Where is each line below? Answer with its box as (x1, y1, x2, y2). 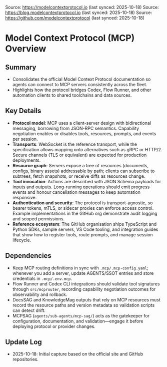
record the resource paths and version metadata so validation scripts (12, 302, 155, 308)
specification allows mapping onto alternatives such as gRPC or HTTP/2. (12, 146, 162, 152)
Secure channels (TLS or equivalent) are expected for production (12, 152, 147, 158)
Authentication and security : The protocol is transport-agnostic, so (12, 200, 153, 206)
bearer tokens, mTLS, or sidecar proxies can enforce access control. (12, 205, 154, 211)
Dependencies (5, 251, 51, 260)
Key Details (5, 107, 41, 115)
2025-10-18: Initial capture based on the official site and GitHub (12, 351, 143, 357)
